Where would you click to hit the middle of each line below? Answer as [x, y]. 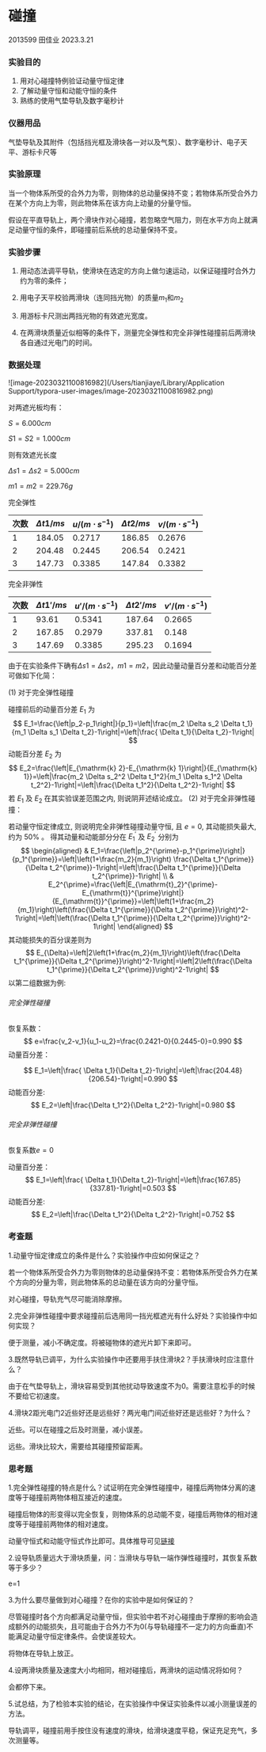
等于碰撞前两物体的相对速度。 [63, 1524]
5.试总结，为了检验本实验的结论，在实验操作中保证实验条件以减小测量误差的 [133, 1704]
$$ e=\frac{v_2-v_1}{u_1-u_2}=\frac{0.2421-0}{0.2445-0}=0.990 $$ [133, 1041]
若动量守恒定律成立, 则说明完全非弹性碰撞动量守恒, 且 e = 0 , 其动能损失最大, [133, 826]
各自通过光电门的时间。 [58, 342]
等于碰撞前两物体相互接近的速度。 [70, 1498]
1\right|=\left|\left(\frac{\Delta [63, 918]
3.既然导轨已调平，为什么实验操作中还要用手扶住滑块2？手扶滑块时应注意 [128, 1359]
